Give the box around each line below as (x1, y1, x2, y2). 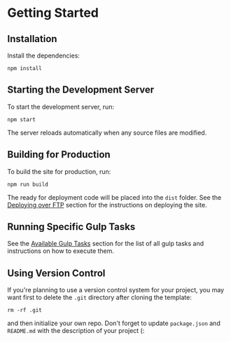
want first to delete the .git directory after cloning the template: (7, 293, 192, 302)
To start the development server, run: (7, 102, 114, 111)
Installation (7, 33, 57, 45)
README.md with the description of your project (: (7, 327, 145, 335)
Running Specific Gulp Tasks (7, 221, 136, 233)
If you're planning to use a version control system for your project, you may (7, 286, 225, 294)
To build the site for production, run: (7, 167, 111, 176)
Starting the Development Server (7, 84, 155, 96)
